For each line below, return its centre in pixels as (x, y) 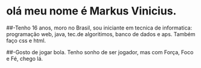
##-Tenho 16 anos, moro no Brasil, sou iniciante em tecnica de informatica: (99, 28)
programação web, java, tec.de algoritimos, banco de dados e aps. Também (101, 34)
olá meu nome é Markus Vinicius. (91, 11)
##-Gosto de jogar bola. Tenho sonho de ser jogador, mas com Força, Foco (100, 52)
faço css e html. (26, 40)
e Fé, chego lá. (25, 58)
